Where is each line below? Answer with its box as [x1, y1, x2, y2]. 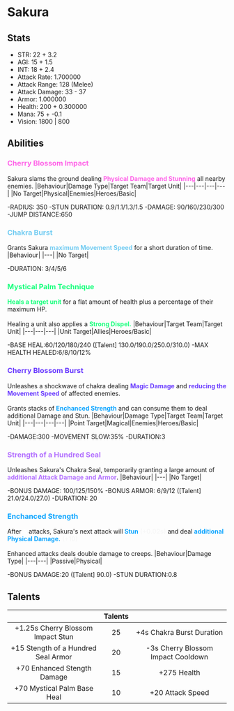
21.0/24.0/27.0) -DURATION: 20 [7, 494, 97, 502]
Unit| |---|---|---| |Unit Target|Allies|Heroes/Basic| [7, 328, 152, 336]
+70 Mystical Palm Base [13, 683, 94, 693]
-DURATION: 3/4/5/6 [7, 264, 68, 272]
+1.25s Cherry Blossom [15, 623, 93, 633]
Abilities [7, 138, 44, 149]
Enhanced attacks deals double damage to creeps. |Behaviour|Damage [7, 550, 212, 558]
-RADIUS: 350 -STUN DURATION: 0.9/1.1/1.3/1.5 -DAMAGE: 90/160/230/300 [7, 203, 225, 211]
